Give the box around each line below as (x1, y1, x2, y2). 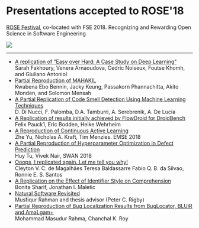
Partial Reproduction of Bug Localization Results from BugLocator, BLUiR (14, 202, 192, 209)
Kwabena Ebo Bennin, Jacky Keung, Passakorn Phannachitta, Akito (14, 83, 179, 90)
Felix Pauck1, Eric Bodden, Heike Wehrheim (14, 120, 121, 128)
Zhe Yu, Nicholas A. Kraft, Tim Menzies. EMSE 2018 (14, 133, 141, 140)
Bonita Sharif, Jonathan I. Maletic (14, 183, 96, 190)
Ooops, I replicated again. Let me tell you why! (14, 158, 129, 165)
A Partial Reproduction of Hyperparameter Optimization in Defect (14, 139, 174, 146)
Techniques (14, 102, 44, 109)
